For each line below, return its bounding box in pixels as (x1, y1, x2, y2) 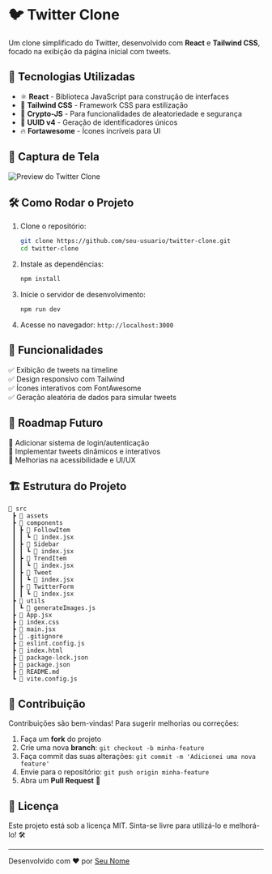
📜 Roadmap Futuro (8, 416, 104, 430)
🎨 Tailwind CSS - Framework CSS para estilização (19, 100, 189, 109)
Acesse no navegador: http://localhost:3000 (19, 320, 174, 330)
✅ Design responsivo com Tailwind (8, 373, 125, 384)
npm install (19, 275, 61, 284)
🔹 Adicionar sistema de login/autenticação (8, 437, 150, 447)
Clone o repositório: (19, 221, 87, 231)
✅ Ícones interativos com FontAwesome (8, 383, 142, 393)
